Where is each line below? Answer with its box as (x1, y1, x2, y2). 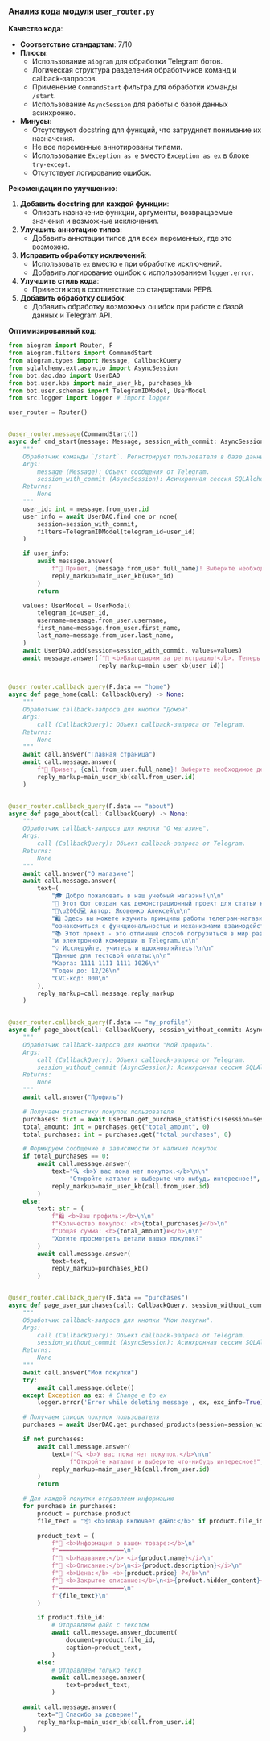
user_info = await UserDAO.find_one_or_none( (22, 512, 178, 520)
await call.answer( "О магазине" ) (22, 869, 135, 877)
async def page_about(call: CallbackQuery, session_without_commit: (8, 1026, 243, 1034)
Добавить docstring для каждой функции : (19, 199, 170, 209)
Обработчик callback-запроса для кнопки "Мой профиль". (22, 1041, 215, 1049)
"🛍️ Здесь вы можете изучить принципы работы (51, 914, 206, 922)
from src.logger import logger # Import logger (8, 394, 171, 402)
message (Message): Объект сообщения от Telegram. (37, 467, 211, 476)
